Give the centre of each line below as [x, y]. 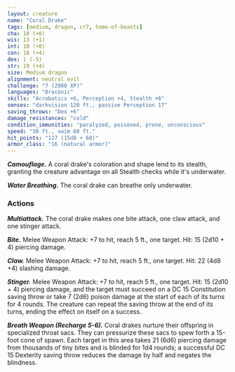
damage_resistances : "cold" [48, 118]
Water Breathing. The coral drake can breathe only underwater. [100, 185]
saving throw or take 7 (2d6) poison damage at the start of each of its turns [116, 297]
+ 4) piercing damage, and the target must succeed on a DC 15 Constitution [116, 289]
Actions [21, 204]
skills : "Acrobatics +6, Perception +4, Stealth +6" [86, 99]
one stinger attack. [34, 226]
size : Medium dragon [38, 72]
